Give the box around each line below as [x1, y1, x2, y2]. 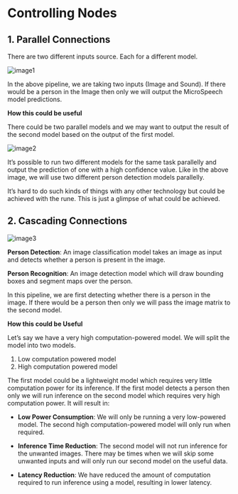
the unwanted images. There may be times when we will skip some [17, 449, 215, 458]
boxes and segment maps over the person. [7, 277, 133, 285]
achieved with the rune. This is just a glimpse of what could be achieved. [7, 195, 220, 202]
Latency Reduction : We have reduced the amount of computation [17, 470, 211, 479]
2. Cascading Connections [7, 215, 128, 227]
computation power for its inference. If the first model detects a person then [7, 384, 230, 392]
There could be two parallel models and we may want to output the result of [7, 123, 229, 131]
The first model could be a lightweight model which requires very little [7, 376, 212, 384]
